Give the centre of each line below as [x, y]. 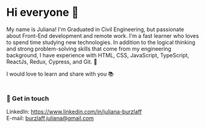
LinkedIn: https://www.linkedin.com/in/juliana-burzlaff [74, 112]
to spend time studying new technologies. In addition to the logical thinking [101, 42]
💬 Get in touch [28, 98]
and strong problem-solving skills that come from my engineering [89, 49]
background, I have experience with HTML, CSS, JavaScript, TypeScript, [98, 55]
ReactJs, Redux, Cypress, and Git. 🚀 [52, 62]
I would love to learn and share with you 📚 [60, 74]
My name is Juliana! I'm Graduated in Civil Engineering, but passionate [95, 29]
